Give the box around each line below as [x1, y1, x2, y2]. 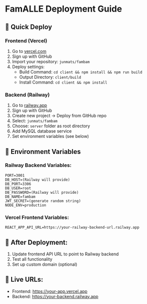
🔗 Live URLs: [5, 275, 44, 284]
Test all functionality [12, 256, 53, 262]
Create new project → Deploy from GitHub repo [12, 113, 107, 118]
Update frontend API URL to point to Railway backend [12, 251, 119, 257]
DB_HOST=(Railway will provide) [5, 177, 70, 182]
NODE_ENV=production [5, 203, 47, 207]
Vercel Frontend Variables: [5, 214, 69, 220]
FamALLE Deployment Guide [5, 3, 122, 15]
